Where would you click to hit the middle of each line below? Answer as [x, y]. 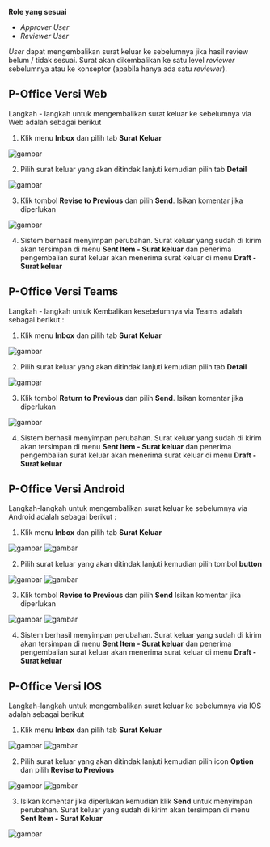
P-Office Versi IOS [55, 686]
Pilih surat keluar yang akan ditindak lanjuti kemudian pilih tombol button [141, 564]
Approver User [44, 27]
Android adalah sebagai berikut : [63, 517]
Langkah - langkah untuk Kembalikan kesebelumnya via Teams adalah [125, 311]
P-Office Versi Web [58, 94]
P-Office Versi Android [67, 489]
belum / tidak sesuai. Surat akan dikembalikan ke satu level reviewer [122, 60]
